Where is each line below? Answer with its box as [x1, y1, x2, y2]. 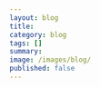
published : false [9, 64, 75, 73]
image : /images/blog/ [9, 55, 92, 64]
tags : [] [9, 38, 43, 48]
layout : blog [9, 13, 59, 23]
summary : [9, 47, 43, 56]
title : [9, 22, 35, 31]
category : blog [9, 30, 67, 39]
